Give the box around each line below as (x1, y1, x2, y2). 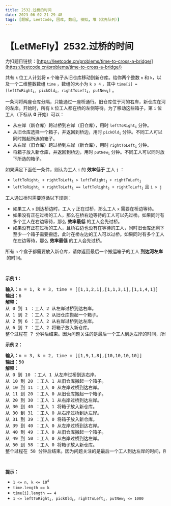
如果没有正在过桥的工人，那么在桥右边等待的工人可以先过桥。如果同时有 (12, 212, 164, 218)
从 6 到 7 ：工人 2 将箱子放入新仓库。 (5, 325, 92, 330)
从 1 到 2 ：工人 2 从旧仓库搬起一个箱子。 (5, 312, 101, 317)
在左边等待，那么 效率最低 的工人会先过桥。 (12, 237, 105, 244)
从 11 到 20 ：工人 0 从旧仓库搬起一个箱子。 (5, 391, 106, 396)
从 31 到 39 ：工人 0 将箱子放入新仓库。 (5, 416, 98, 422)
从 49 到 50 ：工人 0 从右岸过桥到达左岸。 (5, 435, 102, 441)
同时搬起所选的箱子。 (12, 136, 58, 142)
